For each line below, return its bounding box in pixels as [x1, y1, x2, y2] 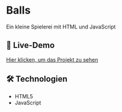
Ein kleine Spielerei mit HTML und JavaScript [6, 23, 116, 30]
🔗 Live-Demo [6, 40, 55, 50]
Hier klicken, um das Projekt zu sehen [6, 56, 98, 63]
